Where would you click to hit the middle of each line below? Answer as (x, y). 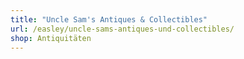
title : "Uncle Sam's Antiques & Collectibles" (109, 19)
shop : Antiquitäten (51, 38)
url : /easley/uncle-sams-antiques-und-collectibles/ (122, 29)
